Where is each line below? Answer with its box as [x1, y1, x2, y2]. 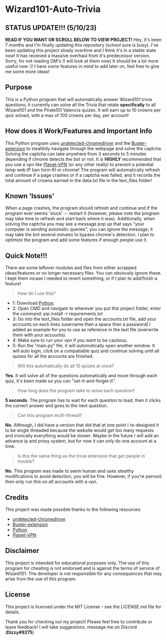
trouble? [17, 458, 35, 464]
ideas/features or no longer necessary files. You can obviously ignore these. [5, 270, 162, 276]
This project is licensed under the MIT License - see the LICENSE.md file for [5, 603, 162, 609]
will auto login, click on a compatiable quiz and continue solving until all [12, 348, 160, 354]
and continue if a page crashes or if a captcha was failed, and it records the [5, 172, 161, 178]
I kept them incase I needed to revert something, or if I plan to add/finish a [5, 275, 158, 281]
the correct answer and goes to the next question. [5, 403, 108, 409]
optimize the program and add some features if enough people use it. [5, 237, 148, 243]
